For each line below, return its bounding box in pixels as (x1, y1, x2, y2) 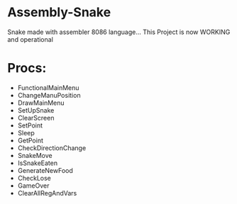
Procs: (7, 60, 47, 76)
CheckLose (17, 174, 52, 182)
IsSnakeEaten (17, 159, 58, 167)
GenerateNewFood (17, 166, 73, 174)
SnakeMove (17, 151, 53, 159)
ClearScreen (17, 113, 55, 122)
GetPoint (17, 136, 44, 144)
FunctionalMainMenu (17, 83, 79, 92)
